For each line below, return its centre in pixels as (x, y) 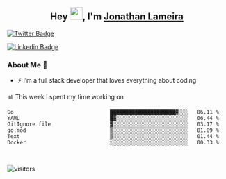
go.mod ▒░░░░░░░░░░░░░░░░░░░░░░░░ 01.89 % (113, 130)
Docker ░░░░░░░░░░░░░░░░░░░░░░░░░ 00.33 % (113, 143)
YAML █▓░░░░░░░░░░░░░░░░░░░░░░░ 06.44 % (113, 119)
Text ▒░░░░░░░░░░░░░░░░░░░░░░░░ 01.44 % (113, 137)
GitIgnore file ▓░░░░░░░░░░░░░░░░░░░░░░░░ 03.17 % (113, 125)
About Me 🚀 (27, 65)
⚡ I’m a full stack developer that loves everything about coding (107, 80)
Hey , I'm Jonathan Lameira (117, 17)
